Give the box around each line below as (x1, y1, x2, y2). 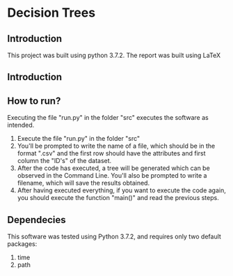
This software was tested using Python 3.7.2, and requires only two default (7, 232, 221, 241)
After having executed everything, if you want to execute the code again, (17, 186, 226, 194)
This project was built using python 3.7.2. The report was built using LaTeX (7, 51, 221, 59)
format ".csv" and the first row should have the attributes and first (17, 149, 207, 158)
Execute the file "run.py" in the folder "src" (17, 135, 140, 143)
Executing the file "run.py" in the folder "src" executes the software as (7, 114, 209, 122)
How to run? (7, 95, 61, 107)
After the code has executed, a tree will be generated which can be (17, 164, 210, 172)
